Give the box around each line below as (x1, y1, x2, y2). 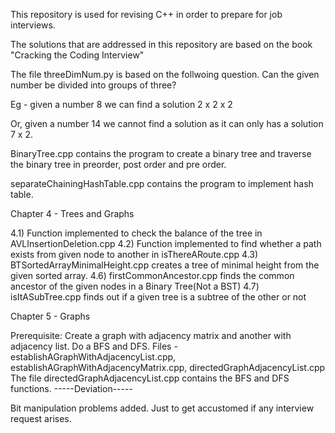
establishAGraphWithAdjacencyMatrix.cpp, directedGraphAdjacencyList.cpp (10, 362, 326, 373)
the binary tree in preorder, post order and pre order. (10, 159, 227, 170)
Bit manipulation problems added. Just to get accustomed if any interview (10, 402, 315, 414)
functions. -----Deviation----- (10, 383, 133, 394)
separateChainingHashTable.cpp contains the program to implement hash (10, 178, 314, 189)
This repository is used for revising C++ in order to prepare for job (10, 9, 283, 20)
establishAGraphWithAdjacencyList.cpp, (10, 351, 177, 363)
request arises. (10, 413, 72, 424)
